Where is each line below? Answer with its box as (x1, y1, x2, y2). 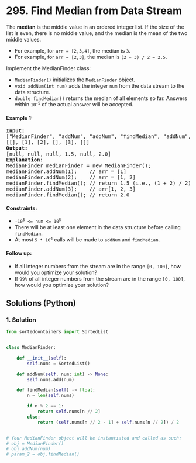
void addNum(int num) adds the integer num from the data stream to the (14, 82, 185, 89)
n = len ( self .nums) (27, 393, 75, 399)
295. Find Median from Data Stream (6, 4, 183, 18)
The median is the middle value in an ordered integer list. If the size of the (6, 23, 184, 30)
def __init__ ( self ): (16, 355, 67, 361)
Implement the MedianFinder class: (6, 64, 91, 71)
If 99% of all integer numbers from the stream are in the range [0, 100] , (14, 275, 185, 282)
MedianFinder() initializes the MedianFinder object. (14, 76, 136, 83)
